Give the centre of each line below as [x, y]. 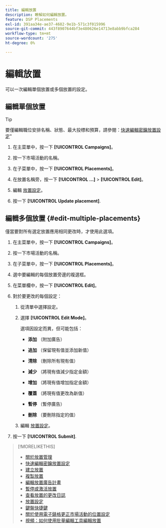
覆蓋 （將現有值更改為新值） [57, 393]
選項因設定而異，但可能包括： [51, 328]
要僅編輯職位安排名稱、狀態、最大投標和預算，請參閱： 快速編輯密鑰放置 [81, 129]
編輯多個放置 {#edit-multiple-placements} [73, 218]
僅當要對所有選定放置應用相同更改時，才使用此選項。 [61, 232]
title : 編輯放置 [21, 10]
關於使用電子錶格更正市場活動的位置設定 [68, 514]
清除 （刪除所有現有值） [53, 361]
